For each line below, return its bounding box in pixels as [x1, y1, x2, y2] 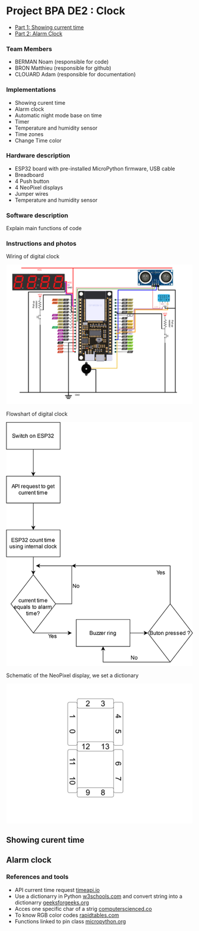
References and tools [6, 873, 69, 881]
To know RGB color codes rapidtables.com [14, 911, 120, 919]
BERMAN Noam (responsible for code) [14, 58, 109, 66]
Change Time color [14, 137, 62, 144]
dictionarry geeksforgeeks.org [14, 898, 89, 906]
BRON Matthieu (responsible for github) [14, 65, 111, 72]
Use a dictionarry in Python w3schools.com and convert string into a [14, 893, 182, 900]
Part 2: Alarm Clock [14, 30, 63, 37]
